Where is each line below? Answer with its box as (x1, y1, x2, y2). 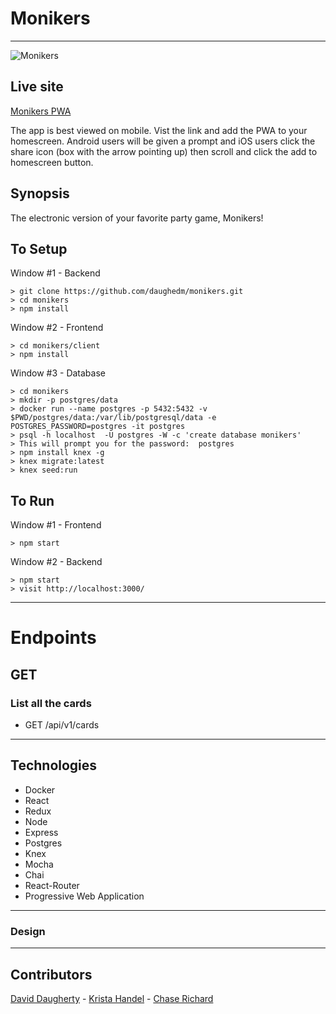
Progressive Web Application (24, 890, 145, 902)
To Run (10, 492, 55, 509)
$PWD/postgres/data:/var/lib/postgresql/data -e (10, 413, 217, 423)
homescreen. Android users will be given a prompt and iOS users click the (10, 135, 316, 147)
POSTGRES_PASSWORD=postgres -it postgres (10, 422, 186, 432)
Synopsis (10, 185, 70, 202)
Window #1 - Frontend (10, 519, 102, 531)
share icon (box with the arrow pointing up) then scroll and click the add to (10, 145, 318, 157)
